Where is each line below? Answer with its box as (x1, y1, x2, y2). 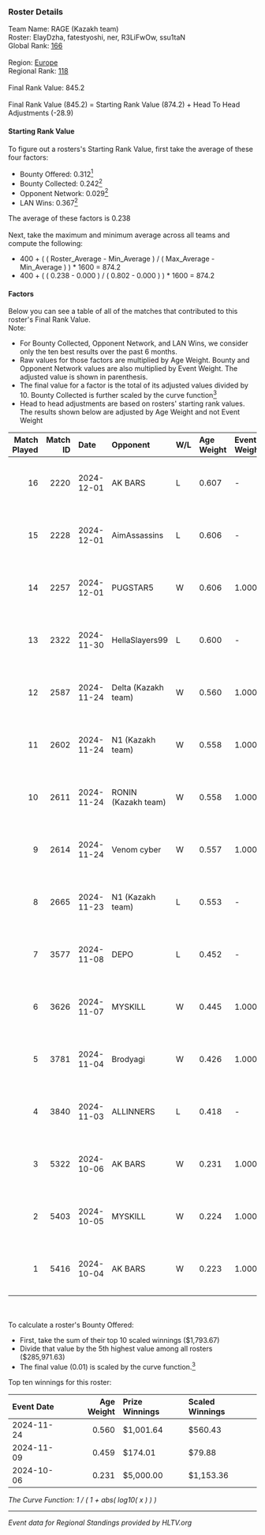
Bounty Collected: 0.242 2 (19, 177, 103, 188)
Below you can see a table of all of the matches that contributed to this (8, 307, 238, 316)
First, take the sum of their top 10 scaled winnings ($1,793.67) (19, 1335, 220, 1344)
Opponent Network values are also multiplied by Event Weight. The (19, 364, 238, 373)
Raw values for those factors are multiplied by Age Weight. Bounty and (19, 355, 250, 365)
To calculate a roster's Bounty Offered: (8, 1320, 134, 1329)
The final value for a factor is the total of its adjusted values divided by (19, 380, 248, 390)
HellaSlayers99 (111, 634, 168, 645)
